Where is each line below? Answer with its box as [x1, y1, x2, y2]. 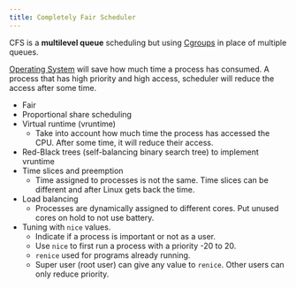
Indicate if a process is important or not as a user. [34, 231, 216, 241]
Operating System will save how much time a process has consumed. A [9, 64, 269, 74]
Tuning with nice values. [21, 222, 111, 232]
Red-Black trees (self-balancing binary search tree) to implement [21, 147, 259, 157]
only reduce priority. [34, 269, 110, 279]
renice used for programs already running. [34, 249, 191, 261]
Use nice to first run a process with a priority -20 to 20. [34, 240, 237, 251]
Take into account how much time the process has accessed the [34, 127, 270, 138]
